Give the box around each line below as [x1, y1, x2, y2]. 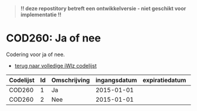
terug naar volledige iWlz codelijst [14, 62, 97, 69]
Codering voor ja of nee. [6, 51, 65, 58]
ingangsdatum [96, 76, 137, 84]
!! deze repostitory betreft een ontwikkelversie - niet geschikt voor [20, 5, 186, 12]
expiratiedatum [142, 76, 186, 84]
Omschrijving [51, 76, 90, 84]
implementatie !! [20, 11, 62, 18]
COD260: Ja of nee [6, 32, 101, 45]
